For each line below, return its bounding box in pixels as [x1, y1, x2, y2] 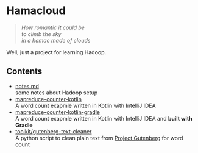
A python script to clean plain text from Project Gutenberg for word [15, 134, 183, 141]
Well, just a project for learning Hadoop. [6, 48, 107, 55]
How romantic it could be [21, 24, 85, 31]
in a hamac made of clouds [21, 37, 91, 44]
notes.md [15, 82, 40, 90]
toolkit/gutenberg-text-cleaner [15, 127, 92, 135]
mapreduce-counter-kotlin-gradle [15, 108, 101, 116]
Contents [6, 66, 43, 77]
